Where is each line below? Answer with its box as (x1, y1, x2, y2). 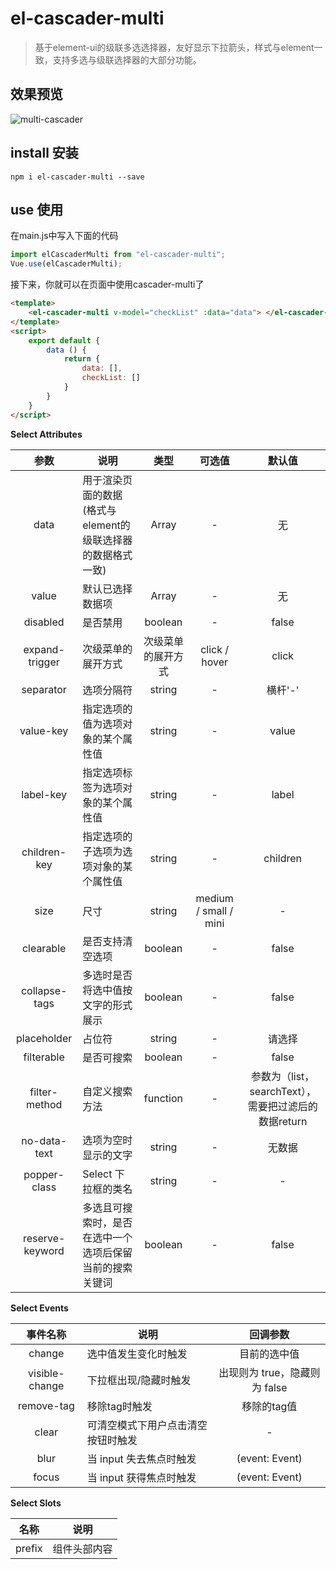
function (143, 1091, 183, 1105)
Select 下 (82, 1167, 125, 1181)
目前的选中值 (239, 1347, 300, 1361)
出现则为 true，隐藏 (218, 1365, 311, 1379)
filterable (23, 1050, 65, 1064)
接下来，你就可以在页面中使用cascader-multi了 (10, 278, 205, 291)
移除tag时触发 (86, 1399, 153, 1413)
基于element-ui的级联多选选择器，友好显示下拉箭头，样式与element (34, 41, 315, 53)
